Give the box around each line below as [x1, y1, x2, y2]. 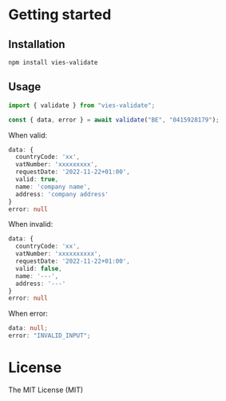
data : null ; [8, 324, 48, 332]
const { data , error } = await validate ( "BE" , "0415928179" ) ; [8, 116, 220, 124]
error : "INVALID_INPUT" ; [8, 332, 91, 340]
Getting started [8, 6, 112, 24]
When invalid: [8, 220, 54, 229]
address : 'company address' [15, 190, 109, 198]
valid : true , [15, 176, 59, 184]
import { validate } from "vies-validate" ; [8, 101, 156, 109]
